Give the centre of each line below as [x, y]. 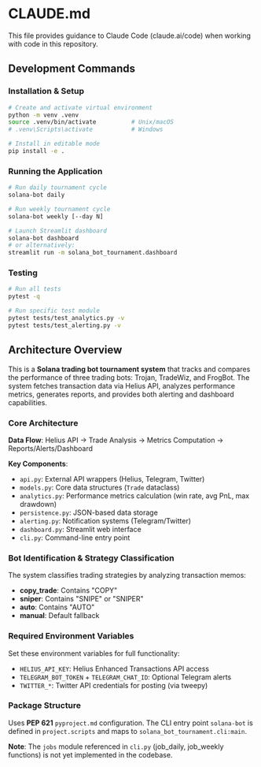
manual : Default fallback [59, 616]
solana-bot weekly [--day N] [56, 216]
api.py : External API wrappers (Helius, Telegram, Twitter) [112, 478]
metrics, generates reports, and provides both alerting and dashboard [121, 394]
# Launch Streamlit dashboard [58, 231]
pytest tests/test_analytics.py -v [66, 318]
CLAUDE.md [50, 14]
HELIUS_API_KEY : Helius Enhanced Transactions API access [114, 668]
